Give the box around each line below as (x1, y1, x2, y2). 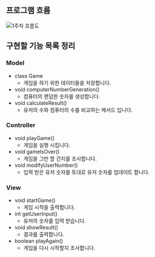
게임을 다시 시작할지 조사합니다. (23, 245, 95, 252)
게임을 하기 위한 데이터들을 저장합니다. (23, 79, 111, 86)
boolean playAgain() (14, 238, 63, 245)
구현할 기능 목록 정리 (6, 41, 75, 51)
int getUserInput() (14, 210, 58, 218)
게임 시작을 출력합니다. (23, 204, 75, 211)
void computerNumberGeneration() (14, 85, 100, 92)
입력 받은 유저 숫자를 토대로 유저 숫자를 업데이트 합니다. (23, 169, 150, 176)
